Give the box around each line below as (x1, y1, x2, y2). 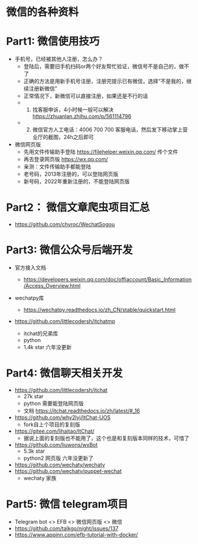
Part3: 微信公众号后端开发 (6, 243, 133, 257)
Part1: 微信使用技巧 (6, 35, 100, 48)
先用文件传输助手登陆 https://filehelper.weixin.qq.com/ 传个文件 (23, 149, 178, 156)
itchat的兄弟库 (23, 330, 59, 337)
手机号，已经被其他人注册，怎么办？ (14, 56, 103, 63)
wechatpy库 (14, 294, 44, 301)
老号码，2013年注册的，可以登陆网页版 (23, 170, 119, 178)
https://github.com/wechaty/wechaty (14, 461, 105, 468)
